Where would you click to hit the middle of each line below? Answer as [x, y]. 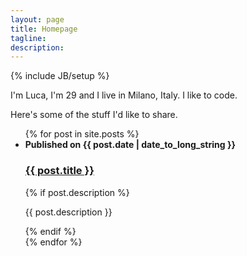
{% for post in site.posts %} [82, 134]
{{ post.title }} [59, 171]
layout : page [37, 19]
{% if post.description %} [77, 192]
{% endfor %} [53, 242]
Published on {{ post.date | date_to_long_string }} [130, 145]
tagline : [28, 38]
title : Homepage [44, 29]
